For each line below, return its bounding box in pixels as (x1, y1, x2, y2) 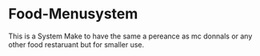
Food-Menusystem (8, 5, 138, 23)
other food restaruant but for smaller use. (8, 39, 145, 49)
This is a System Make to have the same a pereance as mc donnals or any (8, 31, 253, 41)
